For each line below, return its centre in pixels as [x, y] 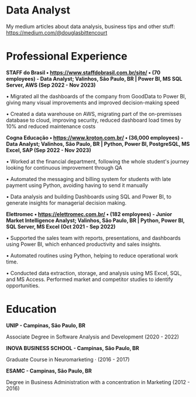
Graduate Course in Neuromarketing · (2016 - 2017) [68, 359]
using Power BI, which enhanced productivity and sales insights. [84, 244]
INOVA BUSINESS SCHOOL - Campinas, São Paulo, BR [73, 348]
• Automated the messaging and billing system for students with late [89, 179]
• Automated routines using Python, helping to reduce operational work [92, 255]
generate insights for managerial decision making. [66, 203]
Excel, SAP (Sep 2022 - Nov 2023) [49, 150]
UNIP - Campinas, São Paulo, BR [46, 325]
